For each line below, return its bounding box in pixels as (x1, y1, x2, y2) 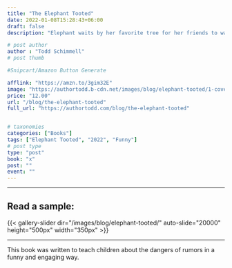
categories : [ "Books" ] (7, 130, 72, 137)
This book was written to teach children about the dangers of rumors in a (7, 245, 215, 254)
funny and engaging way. (7, 253, 79, 261)
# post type (7, 143, 41, 150)
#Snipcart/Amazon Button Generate (7, 67, 107, 74)
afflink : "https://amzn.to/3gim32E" (7, 79, 113, 86)
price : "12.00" (7, 92, 51, 99)
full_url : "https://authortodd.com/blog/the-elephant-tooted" (7, 105, 190, 112)
